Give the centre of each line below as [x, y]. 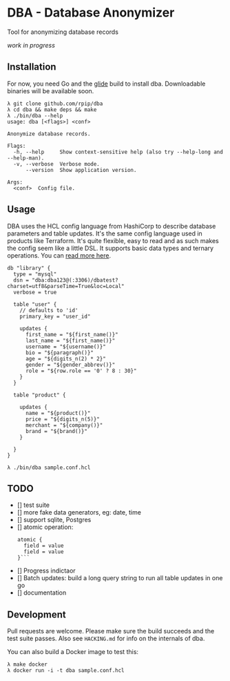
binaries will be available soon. [51, 90]
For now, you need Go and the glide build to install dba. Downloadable [106, 84]
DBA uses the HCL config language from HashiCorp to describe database [112, 226]
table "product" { [40, 395]
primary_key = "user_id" [55, 316]
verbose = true [35, 292]
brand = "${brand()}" [56, 431]
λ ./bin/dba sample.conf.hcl [49, 468]
